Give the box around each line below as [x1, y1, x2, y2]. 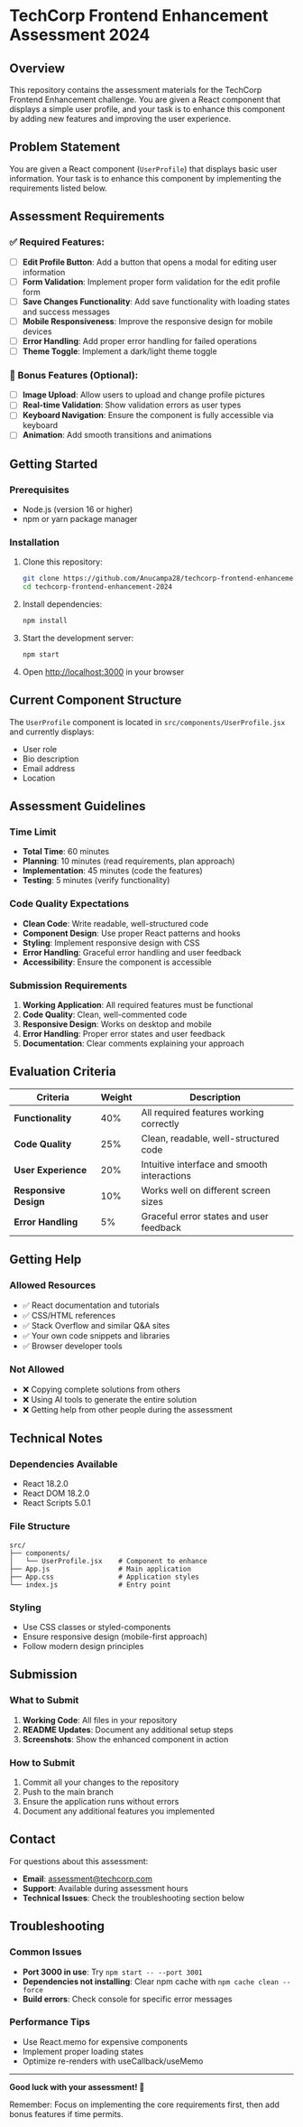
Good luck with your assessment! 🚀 [9, 2081, 145, 2092]
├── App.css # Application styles [9, 1572, 200, 1581]
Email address [22, 762, 76, 773]
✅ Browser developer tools [22, 1340, 124, 1351]
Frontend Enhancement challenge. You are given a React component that [9, 94, 281, 105]
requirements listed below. [9, 182, 108, 193]
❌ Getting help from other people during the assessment [22, 1404, 233, 1414]
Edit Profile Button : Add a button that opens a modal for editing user [22, 257, 278, 267]
